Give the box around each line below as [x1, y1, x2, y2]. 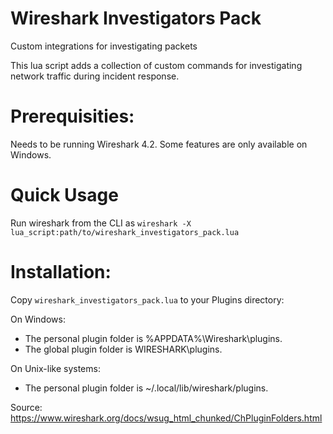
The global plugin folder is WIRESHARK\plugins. [24, 343, 223, 355]
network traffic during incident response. [10, 70, 180, 82]
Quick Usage [10, 184, 119, 207]
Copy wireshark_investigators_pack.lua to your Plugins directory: [10, 293, 285, 306]
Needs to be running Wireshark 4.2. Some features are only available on [10, 138, 308, 150]
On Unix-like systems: [10, 362, 101, 374]
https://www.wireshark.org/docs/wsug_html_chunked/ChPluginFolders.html [10, 412, 323, 424]
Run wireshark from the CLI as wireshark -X [10, 217, 192, 229]
